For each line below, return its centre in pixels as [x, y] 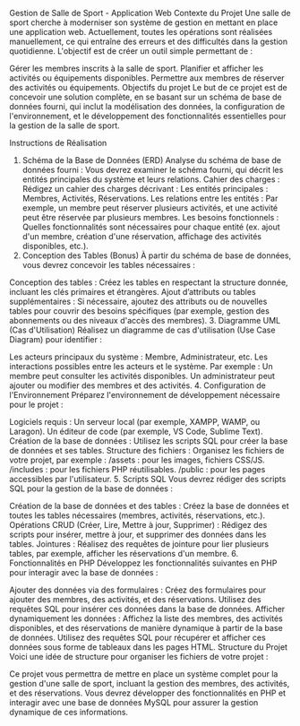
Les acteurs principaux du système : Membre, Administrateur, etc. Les [139, 357]
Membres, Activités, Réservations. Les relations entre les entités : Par [150, 198]
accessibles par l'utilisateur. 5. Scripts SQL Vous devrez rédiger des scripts [148, 479]
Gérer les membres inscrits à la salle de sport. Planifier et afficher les [137, 68]
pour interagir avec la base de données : [84, 572]
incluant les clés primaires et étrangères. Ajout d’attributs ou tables [133, 292]
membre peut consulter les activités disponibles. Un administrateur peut [142, 376]
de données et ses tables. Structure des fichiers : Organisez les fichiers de [147, 450]
